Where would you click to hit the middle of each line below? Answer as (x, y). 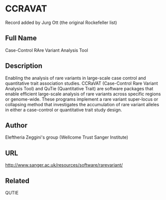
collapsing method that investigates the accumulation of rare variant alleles (82, 104)
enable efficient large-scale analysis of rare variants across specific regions (83, 94)
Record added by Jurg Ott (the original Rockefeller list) (61, 22)
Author (16, 125)
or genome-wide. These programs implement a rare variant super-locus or (82, 99)
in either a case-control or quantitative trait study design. (64, 110)
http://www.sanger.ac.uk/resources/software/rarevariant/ (64, 165)
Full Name (21, 38)
